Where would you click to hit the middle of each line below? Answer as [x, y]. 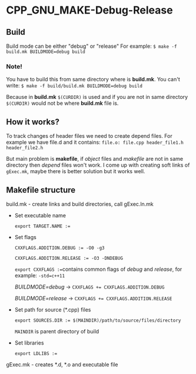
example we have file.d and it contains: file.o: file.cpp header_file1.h [95, 143]
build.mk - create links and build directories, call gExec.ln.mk [80, 204]
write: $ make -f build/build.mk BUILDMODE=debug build [74, 85]
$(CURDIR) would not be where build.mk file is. [62, 103]
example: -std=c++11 [40, 275]
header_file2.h [25, 148]
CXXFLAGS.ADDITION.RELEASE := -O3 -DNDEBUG [69, 258]
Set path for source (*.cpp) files [53, 309]
